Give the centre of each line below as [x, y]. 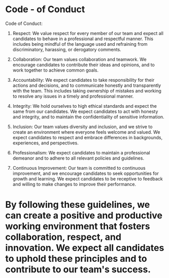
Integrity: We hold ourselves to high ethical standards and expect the [85, 106]
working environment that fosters [78, 226]
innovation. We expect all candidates [85, 248]
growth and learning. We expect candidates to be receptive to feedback [88, 178]
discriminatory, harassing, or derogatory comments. [67, 49]
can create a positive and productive [84, 216]
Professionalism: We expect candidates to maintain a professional [81, 152]
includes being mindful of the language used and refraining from [80, 44]
